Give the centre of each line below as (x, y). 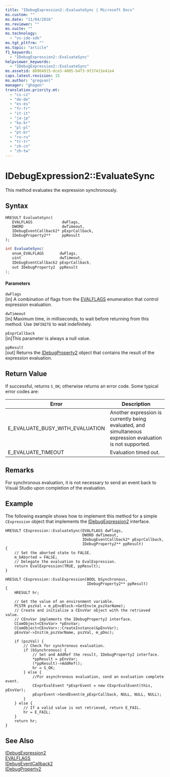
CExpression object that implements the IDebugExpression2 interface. (78, 521)
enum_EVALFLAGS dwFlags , (45, 253)
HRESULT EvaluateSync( (29, 218)
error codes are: (22, 391)
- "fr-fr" (20, 109)
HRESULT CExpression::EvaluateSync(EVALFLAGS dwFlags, (64, 531)
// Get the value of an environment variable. (64, 601)
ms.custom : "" (20, 15)
